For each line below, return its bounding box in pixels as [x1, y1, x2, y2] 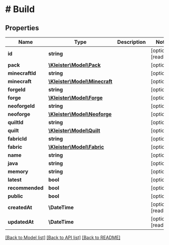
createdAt [8, 204, 33, 211]
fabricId [8, 135, 27, 142]
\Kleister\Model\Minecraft [48, 78, 113, 85]
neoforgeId [8, 102, 35, 109]
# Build [5, 4, 35, 15]
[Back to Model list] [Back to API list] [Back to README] [5, 234, 121, 240]
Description [117, 39, 146, 45]
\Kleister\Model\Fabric [48, 144, 104, 150]
